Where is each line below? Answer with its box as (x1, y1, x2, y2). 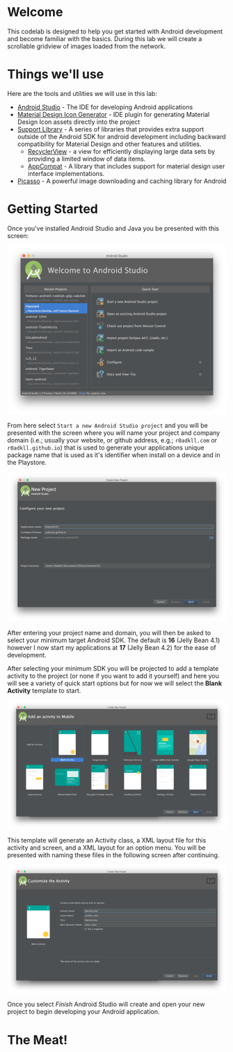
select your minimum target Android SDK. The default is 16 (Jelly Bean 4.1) (7, 636, 220, 644)
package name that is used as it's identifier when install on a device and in (7, 451, 220, 459)
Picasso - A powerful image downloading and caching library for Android (17, 177, 227, 185)
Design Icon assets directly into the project (17, 118, 140, 126)
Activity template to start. (7, 687, 81, 695)
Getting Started (7, 201, 99, 217)
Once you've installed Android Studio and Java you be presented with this (7, 224, 219, 232)
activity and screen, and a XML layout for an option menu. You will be (7, 843, 206, 852)
